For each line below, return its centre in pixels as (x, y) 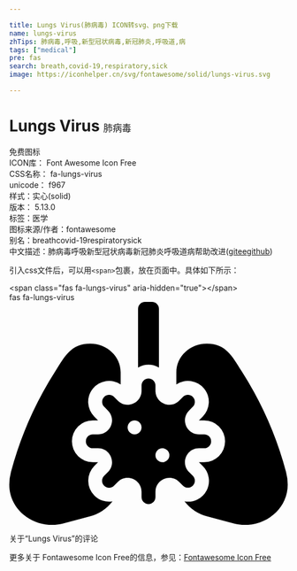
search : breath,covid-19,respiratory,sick (88, 66)
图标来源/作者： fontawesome (63, 229)
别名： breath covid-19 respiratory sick (76, 240)
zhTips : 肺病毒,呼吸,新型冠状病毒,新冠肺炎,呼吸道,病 (98, 42)
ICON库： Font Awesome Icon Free (73, 162)
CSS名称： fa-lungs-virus (56, 174)
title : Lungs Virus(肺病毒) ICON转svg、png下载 (94, 25)
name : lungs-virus (43, 33)
